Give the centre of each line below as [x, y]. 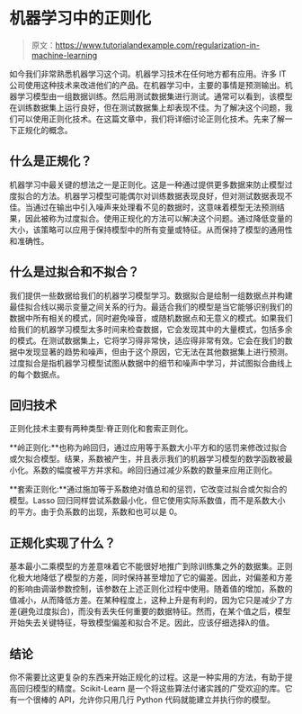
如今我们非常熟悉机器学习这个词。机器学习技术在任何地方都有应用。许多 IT [148, 74]
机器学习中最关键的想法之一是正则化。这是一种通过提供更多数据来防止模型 [147, 185]
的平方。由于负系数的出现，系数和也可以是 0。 [96, 512]
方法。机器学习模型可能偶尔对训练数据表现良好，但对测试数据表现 [162, 195]
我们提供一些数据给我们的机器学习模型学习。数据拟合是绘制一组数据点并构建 [151, 295]
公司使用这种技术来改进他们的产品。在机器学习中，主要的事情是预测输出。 [147, 85]
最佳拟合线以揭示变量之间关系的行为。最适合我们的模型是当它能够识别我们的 [151, 306]
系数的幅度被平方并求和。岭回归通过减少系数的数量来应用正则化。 [155, 470]
